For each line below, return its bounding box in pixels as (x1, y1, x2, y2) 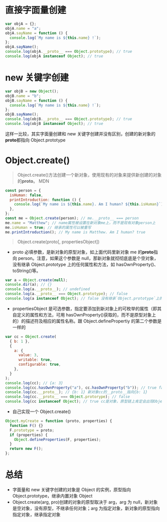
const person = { (5, 188, 41, 193)
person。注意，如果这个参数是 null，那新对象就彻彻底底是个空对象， (18, 255, 159, 261)
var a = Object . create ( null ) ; (5, 277, 68, 283)
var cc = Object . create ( (5, 334, 57, 339)
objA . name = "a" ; (5, 26, 41, 31)
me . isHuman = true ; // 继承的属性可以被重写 (5, 225, 91, 230)
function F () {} (9, 423, 43, 428)
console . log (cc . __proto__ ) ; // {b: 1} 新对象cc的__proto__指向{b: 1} (5, 390, 148, 395)
